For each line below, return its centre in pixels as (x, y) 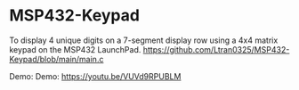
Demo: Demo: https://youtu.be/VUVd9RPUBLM (95, 76)
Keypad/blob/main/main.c (57, 59)
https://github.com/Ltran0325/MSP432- (216, 49)
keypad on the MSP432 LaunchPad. (75, 49)
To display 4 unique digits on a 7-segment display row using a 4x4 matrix (144, 40)
